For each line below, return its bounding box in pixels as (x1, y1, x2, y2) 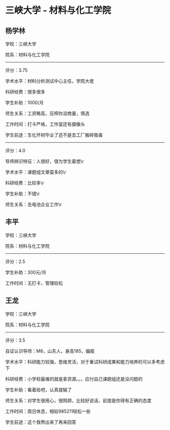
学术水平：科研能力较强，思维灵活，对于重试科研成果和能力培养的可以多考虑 (5, 358, 165, 365)
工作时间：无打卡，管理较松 (5, 280, 63, 286)
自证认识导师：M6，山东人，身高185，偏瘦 (5, 348, 95, 354)
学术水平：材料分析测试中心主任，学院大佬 (5, 78, 94, 84)
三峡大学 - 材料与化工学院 (5, 5, 111, 16)
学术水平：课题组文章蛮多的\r (5, 169, 67, 175)
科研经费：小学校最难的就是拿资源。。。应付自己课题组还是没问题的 (5, 376, 143, 382)
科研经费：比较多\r (5, 180, 45, 186)
